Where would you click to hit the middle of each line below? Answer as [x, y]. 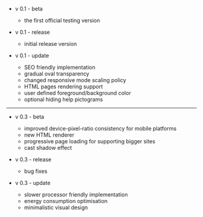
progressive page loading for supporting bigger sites [90, 141]
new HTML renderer [49, 135]
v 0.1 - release [32, 32]
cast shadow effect [48, 148]
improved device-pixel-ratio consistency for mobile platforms [100, 128]
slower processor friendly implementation [76, 195]
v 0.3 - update [33, 183]
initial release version [50, 44]
